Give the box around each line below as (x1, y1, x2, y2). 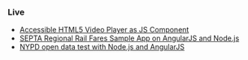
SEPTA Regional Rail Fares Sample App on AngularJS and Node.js (19, 33, 240, 43)
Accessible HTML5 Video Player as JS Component (19, 25, 189, 35)
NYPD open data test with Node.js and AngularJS (19, 42, 185, 52)
